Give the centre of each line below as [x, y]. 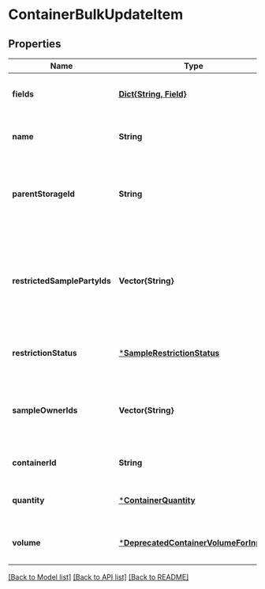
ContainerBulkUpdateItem [96, 15]
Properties [35, 44]
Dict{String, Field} [153, 94]
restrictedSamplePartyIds [62, 281]
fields [23, 94]
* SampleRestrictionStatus [169, 353]
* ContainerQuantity [157, 500]
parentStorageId [43, 194]
